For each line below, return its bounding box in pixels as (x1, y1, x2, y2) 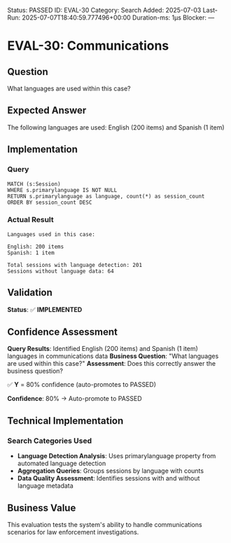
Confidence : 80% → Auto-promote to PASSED (7, 394, 142, 403)
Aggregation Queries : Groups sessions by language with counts (17, 467, 204, 475)
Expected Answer (7, 104, 87, 116)
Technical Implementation (7, 415, 124, 427)
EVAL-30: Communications (7, 38, 169, 54)
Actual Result (7, 215, 54, 225)
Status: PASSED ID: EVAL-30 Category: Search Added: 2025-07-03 (7, 6, 202, 14)
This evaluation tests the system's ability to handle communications (7, 520, 202, 528)
